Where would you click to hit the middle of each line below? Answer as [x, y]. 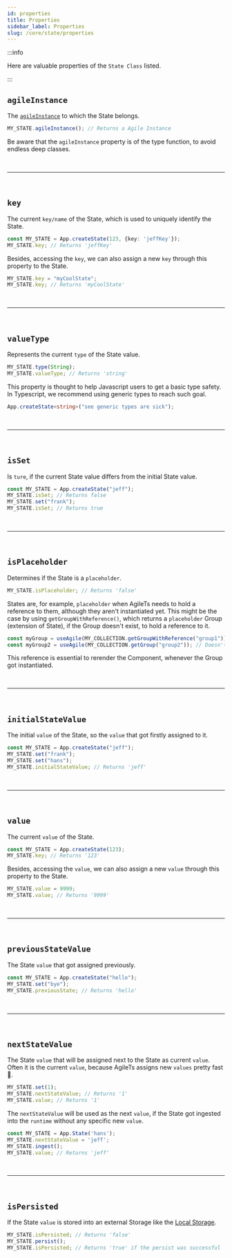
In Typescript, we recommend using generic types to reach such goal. [107, 394]
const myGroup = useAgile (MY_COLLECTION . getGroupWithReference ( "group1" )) [117, 638]
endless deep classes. [39, 148]
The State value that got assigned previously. [71, 965]
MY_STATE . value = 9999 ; [41, 889]
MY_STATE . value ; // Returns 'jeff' [58, 1153]
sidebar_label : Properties [46, 26]
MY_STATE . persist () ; [37, 1241]
